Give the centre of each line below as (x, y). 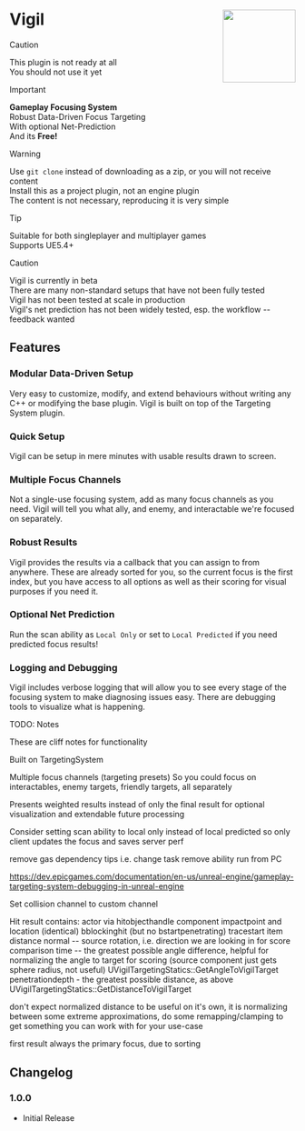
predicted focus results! (54, 644)
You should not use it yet (56, 72)
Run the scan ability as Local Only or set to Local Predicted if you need (143, 634)
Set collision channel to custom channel (84, 904)
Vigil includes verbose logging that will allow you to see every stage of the (148, 687)
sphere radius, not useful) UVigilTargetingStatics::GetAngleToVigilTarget (144, 970)
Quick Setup (37, 436)
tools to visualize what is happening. (77, 707)
